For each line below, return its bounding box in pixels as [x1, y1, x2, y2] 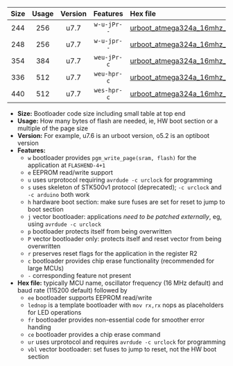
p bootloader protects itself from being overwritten [27, 227, 172, 235]
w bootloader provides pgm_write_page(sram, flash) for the [27, 154, 197, 162]
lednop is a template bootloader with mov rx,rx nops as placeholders [27, 301, 224, 309]
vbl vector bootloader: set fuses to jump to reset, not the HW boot [27, 345, 217, 353]
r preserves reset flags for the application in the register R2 [27, 250, 198, 257]
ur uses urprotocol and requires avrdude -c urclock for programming [27, 338, 226, 346]
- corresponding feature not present [27, 272, 132, 279]
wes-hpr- [94, 87, 123, 94]
